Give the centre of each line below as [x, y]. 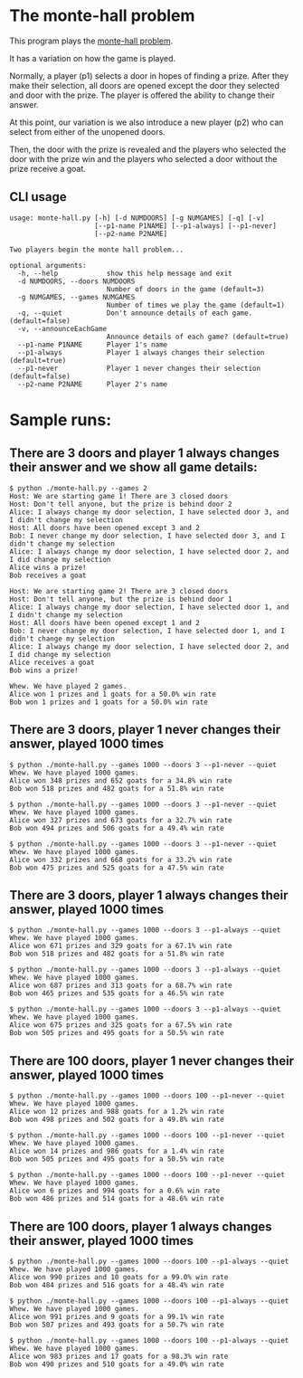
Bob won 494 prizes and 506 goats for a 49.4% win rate [117, 828]
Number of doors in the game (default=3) [185, 289]
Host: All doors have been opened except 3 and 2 [105, 527]
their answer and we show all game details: [133, 467]
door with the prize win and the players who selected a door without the [143, 158]
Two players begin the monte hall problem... [96, 250]
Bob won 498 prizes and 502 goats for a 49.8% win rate [117, 1120]
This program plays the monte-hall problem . [91, 41]
